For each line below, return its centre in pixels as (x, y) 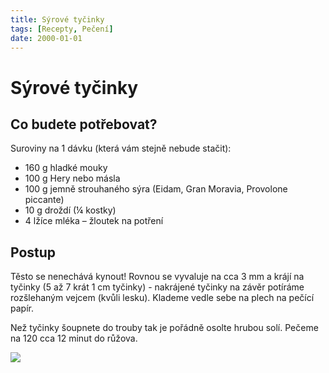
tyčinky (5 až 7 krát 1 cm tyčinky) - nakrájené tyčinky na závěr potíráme (157, 287)
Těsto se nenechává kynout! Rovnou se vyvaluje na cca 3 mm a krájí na (157, 277)
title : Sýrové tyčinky (57, 19)
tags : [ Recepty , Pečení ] (62, 29)
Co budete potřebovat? (84, 124)
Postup (33, 252)
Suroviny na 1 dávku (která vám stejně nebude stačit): (121, 148)
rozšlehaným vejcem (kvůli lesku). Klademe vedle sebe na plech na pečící (162, 298)
